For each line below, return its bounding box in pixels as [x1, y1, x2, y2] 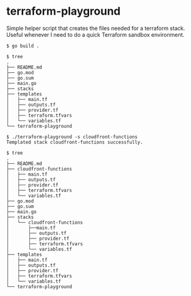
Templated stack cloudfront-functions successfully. [6, 139, 143, 145]
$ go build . [6, 43, 40, 49]
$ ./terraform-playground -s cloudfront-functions [6, 133, 138, 140]
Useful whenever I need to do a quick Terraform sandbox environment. [6, 31, 185, 38]
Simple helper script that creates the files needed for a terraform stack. [6, 24, 186, 32]
